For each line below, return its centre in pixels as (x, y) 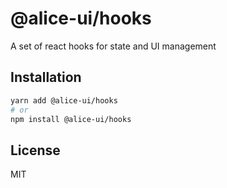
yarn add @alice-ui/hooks (64, 100)
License (35, 150)
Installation (46, 77)
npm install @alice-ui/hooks (71, 119)
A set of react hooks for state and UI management (113, 46)
